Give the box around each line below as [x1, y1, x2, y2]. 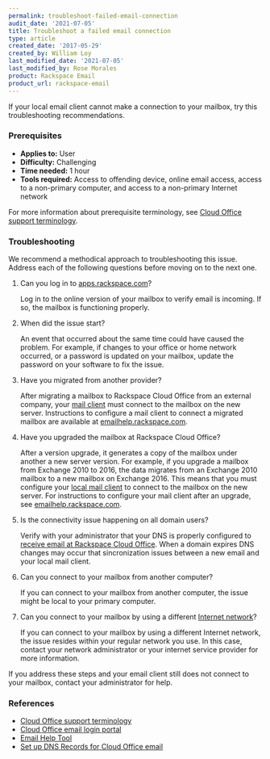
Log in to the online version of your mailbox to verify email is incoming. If [19, 294, 262, 304]
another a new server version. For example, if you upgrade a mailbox [19, 457, 249, 467]
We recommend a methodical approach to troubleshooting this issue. [8, 254, 238, 264]
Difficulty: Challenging [19, 157, 97, 166]
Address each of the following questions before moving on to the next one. [8, 263, 257, 273]
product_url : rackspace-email [8, 79, 110, 87]
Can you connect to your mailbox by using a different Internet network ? [19, 612, 257, 622]
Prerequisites [8, 130, 62, 141]
